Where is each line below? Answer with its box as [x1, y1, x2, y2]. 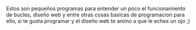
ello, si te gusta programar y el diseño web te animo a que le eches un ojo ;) [6, 18, 191, 24]
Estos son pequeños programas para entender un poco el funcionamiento [6, 5, 186, 12]
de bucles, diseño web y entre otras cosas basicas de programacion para [6, 11, 185, 18]
